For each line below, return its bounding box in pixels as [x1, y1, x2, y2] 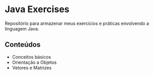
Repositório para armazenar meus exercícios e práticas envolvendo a [5, 20, 149, 26]
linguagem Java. [5, 25, 40, 31]
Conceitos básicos [12, 54, 51, 60]
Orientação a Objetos [12, 59, 57, 65]
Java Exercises [5, 4, 69, 15]
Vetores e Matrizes [12, 64, 52, 70]
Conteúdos [5, 41, 41, 49]
